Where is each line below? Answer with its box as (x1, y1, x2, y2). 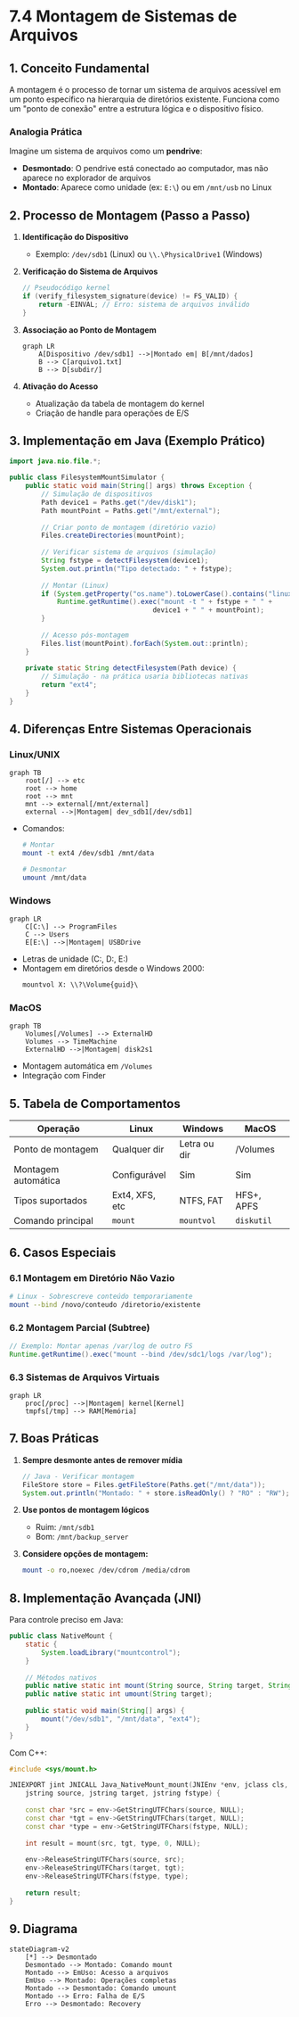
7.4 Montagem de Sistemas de (9, 6, 238, 27)
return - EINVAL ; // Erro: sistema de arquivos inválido (38, 300, 250, 309)
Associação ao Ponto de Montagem (21, 324, 158, 335)
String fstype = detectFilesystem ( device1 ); (41, 556, 209, 566)
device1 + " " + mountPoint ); (152, 606, 265, 615)
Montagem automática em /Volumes (21, 1061, 153, 1071)
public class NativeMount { (9, 1632, 114, 1641)
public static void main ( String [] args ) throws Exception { (25, 482, 253, 491)
